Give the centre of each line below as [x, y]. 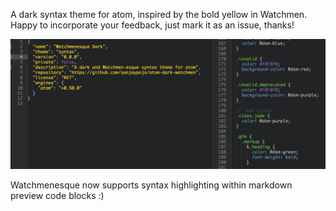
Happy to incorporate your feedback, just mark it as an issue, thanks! [152, 25]
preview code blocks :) [57, 195]
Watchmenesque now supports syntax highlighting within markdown [151, 185]
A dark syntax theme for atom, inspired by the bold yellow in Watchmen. [159, 14]
